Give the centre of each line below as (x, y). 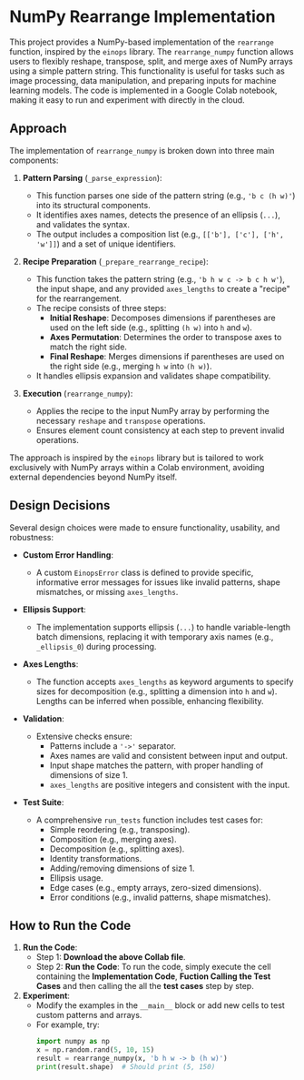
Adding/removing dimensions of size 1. (122, 868)
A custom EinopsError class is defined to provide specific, (145, 572)
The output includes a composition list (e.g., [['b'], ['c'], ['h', (160, 234)
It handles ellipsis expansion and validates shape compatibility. (153, 376)
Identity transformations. (96, 858)
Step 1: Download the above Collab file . (111, 957)
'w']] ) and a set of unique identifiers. (106, 244)
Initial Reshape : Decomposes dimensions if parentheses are (162, 318)
